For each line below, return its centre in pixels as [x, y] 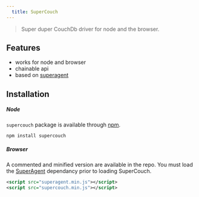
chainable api [32, 69]
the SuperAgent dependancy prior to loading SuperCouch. [79, 171]
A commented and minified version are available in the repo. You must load [100, 164]
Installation [28, 94]
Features [23, 48]
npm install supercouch [36, 136]
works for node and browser [51, 62]
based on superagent [42, 75]
